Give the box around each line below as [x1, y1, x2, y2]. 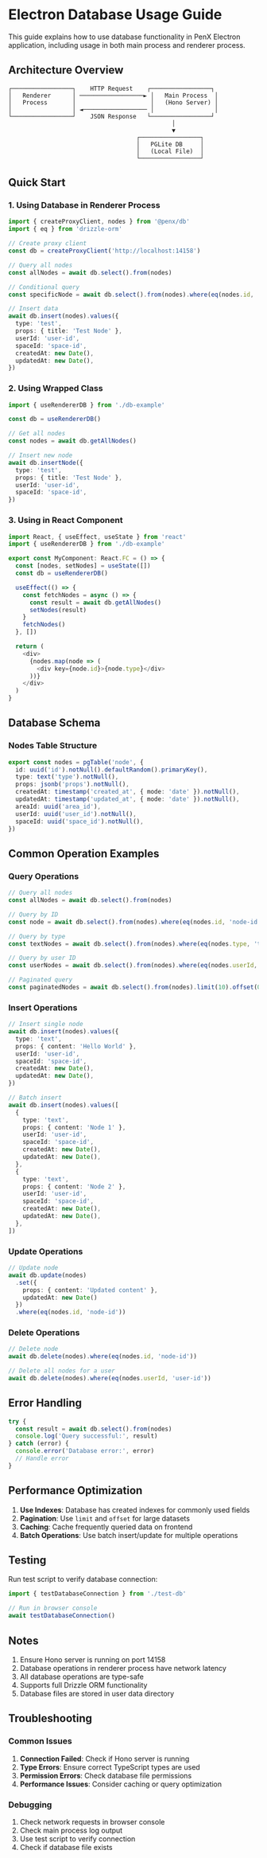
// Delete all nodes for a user [8, 1367, 115, 1375]
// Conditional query [8, 283, 80, 291]
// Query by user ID [8, 954, 77, 962]
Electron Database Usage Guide [8, 6, 222, 24]
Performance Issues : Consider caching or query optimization [19, 1779, 222, 1789]
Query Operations [8, 870, 79, 881]
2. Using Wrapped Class [8, 383, 103, 394]
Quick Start [8, 176, 66, 189]
